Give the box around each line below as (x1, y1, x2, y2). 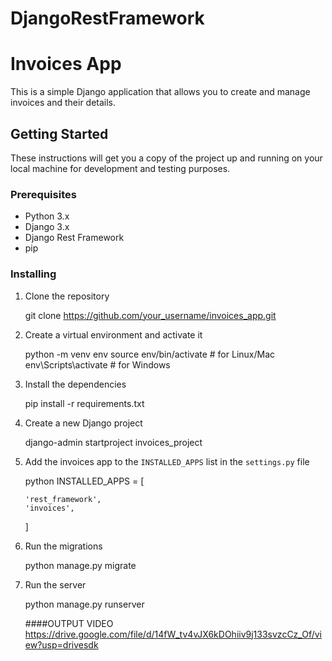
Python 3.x (24, 210, 70, 222)
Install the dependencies (24, 378, 127, 390)
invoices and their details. (10, 97, 117, 109)
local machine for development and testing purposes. (10, 162, 231, 174)
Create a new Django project (24, 417, 143, 429)
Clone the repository (24, 290, 110, 302)
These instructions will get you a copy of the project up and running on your (10, 152, 323, 164)
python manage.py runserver (24, 598, 145, 610)
